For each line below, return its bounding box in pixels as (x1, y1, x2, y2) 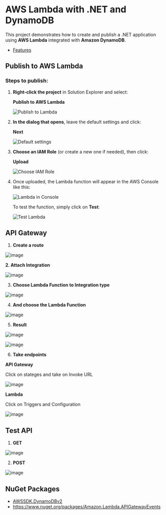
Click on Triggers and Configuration (5, 402, 81, 408)
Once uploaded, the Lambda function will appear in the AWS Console (12, 178, 159, 184)
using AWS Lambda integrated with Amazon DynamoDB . (5, 37, 126, 43)
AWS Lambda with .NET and (5, 4, 127, 15)
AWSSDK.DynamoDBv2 (12, 498, 63, 504)
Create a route (12, 242, 44, 249)
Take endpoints (12, 352, 47, 358)
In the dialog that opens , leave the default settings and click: (12, 119, 141, 125)
